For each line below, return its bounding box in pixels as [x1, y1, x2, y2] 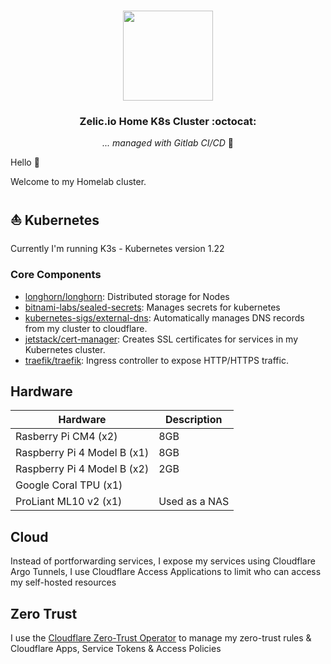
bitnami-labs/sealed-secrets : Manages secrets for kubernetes [24, 301, 281, 313]
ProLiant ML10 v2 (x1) [15, 495, 123, 509]
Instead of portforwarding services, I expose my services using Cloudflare [10, 555, 316, 567]
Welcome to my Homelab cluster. [10, 176, 147, 188]
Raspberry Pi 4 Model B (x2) [15, 462, 150, 476]
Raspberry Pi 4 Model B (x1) [15, 446, 150, 460]
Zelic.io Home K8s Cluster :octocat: [79, 115, 257, 129]
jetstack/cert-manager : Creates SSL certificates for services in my [24, 333, 299, 345]
